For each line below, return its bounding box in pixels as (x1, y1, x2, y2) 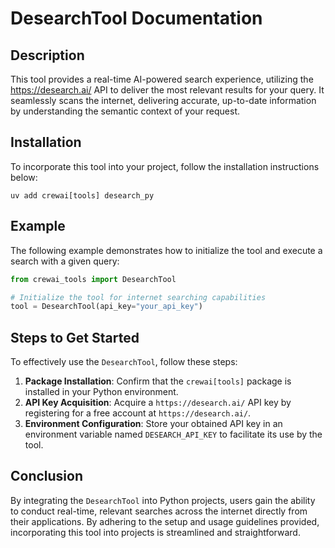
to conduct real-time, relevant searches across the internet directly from (10, 505, 308, 517)
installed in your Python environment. (24, 386, 179, 398)
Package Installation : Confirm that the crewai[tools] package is (24, 375, 292, 387)
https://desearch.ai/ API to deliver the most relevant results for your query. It (10, 84, 325, 96)
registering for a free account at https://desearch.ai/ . (24, 407, 252, 419)
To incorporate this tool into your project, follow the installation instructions (10, 160, 320, 172)
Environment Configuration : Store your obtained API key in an (24, 418, 283, 430)
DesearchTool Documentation (10, 7, 263, 30)
